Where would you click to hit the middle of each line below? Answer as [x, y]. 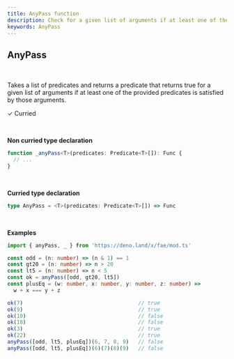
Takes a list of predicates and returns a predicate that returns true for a [109, 85]
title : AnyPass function [43, 14]
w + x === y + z [37, 290]
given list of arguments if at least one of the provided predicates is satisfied [116, 93]
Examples [22, 232]
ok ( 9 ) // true [84, 310]
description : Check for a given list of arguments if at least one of [112, 20]
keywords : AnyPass [34, 26]
